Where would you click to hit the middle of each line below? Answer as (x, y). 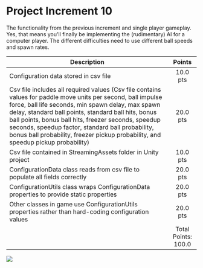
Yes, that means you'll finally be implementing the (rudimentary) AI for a (96, 34)
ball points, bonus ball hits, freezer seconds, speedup (85, 120)
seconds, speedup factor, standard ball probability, (82, 127)
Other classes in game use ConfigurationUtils (73, 204)
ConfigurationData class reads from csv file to (75, 169)
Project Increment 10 (60, 11)
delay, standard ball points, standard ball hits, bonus (83, 112)
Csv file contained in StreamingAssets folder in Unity (84, 152)
